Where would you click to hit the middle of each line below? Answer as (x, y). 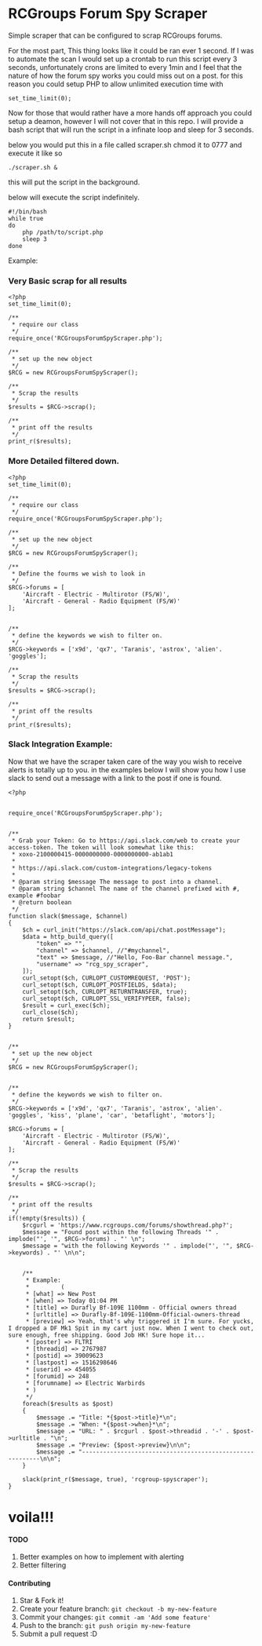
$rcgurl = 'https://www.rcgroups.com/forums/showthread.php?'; (128, 1225)
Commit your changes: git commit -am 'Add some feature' (115, 1617)
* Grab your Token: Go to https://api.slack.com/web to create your (126, 841)
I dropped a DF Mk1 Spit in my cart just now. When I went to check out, (131, 1328)
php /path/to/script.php (63, 232)
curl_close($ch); (51, 1012)
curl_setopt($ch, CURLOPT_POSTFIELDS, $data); (100, 985)
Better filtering (43, 1565)
